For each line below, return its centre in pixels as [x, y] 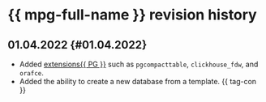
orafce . [31, 73]
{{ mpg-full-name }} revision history [132, 15]
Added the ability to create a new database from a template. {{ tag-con [138, 81]
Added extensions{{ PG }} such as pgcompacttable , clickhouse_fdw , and [139, 64]
